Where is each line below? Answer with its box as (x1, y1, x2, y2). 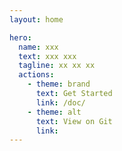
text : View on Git (35, 116, 113, 126)
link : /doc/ (35, 97, 86, 108)
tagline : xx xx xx (18, 61, 96, 71)
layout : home (9, 14, 64, 25)
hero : (9, 32, 32, 43)
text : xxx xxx (18, 51, 77, 61)
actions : (18, 70, 55, 80)
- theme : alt (27, 107, 82, 117)
